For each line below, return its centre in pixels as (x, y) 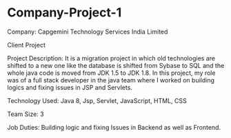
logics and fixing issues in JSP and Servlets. (70, 87)
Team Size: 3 (26, 114)
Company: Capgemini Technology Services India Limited (88, 32)
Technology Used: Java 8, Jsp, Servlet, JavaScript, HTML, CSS (97, 100)
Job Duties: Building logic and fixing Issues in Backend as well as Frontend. (114, 127)
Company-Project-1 (64, 13)
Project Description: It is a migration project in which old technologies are (111, 58)
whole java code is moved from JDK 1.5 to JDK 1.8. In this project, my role (111, 73)
